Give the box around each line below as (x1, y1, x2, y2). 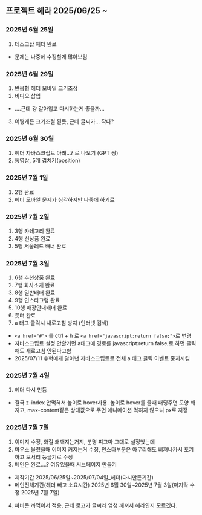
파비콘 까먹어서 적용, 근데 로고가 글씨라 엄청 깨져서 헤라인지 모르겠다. (14, 501, 178, 509)
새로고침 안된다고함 (25, 347, 72, 355)
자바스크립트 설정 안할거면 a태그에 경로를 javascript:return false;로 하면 (14, 340, 185, 347)
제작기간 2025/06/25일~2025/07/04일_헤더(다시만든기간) (14, 473, 154, 481)
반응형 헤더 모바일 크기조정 (14, 84, 78, 92)
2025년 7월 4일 (5, 371, 50, 380)
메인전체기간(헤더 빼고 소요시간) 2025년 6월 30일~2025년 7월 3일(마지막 (14, 481, 189, 488)
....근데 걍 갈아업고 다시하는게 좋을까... (14, 105, 105, 112)
